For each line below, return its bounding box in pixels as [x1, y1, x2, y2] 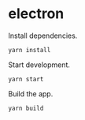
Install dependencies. [8, 31, 78, 40]
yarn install [8, 46, 51, 54]
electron [8, 5, 65, 23]
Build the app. [8, 88, 54, 99]
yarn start [8, 75, 44, 83]
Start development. [8, 60, 71, 69]
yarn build [8, 104, 44, 112]
